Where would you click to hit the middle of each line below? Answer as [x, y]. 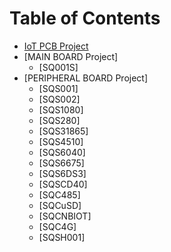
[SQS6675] [61, 163]
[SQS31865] [63, 131]
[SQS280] [59, 120]
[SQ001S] [58, 67]
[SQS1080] [61, 109]
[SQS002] [59, 99]
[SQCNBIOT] [65, 216]
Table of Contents [85, 18]
